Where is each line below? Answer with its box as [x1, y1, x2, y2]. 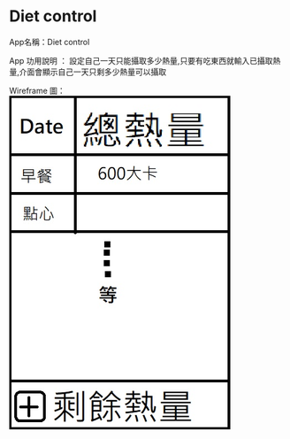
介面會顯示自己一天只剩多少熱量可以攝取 [19, 66, 167, 77]
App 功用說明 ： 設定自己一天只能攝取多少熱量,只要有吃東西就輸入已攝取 [9, 55, 273, 65]
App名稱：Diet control [9, 36, 90, 47]
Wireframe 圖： [9, 85, 66, 96]
